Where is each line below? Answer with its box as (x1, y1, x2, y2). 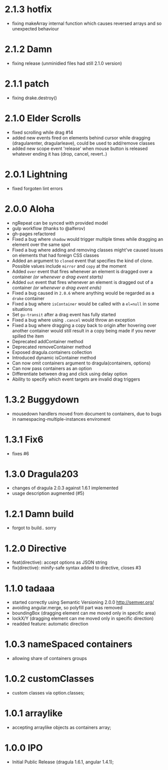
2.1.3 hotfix (5, 4, 52, 15)
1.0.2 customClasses (5, 673, 94, 685)
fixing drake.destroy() (12, 95, 58, 101)
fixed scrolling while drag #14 (12, 129, 74, 135)
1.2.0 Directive (5, 542, 67, 554)
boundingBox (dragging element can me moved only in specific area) (12, 610, 156, 616)
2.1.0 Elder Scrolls (5, 113, 81, 124)
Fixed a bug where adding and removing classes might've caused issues (12, 247, 163, 253)
